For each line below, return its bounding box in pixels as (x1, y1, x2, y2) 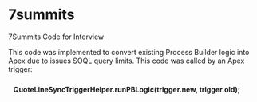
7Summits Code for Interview (8, 32, 105, 41)
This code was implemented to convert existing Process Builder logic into (8, 47, 250, 57)
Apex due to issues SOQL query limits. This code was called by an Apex (8, 56, 245, 65)
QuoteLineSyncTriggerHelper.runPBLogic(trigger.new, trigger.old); (13, 84, 241, 94)
